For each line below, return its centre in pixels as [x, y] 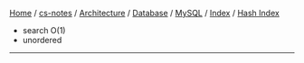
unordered [42, 40]
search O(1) [44, 30]
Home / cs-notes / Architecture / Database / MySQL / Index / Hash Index [145, 13]
